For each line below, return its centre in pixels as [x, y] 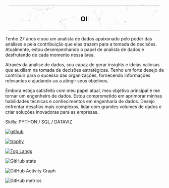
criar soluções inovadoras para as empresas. [52, 112]
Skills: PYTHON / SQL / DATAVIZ [39, 122]
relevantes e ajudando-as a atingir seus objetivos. [57, 81]
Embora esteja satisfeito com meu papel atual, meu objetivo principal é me [83, 90]
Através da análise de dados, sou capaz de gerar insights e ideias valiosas [82, 65]
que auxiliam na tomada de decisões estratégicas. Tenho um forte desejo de [85, 70]
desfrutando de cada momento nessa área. [50, 55]
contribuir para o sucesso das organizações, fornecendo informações [78, 75]
